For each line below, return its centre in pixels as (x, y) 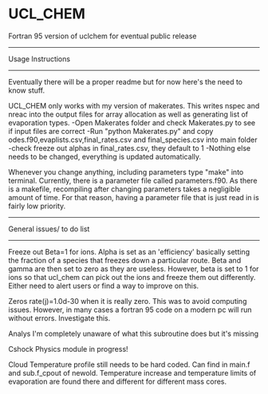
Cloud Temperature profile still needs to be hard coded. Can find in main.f (129, 364)
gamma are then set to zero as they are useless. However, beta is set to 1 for (134, 269)
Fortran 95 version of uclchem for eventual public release (102, 36)
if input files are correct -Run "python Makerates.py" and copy (111, 131)
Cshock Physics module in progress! (69, 349)
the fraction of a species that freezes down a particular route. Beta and (125, 260)
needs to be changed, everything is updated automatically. (105, 156)
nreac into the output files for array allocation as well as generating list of (128, 114)
